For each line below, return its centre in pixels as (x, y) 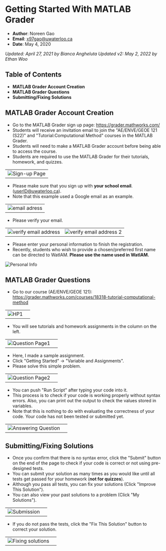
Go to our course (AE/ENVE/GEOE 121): (52, 292)
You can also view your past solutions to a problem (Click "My (76, 495)
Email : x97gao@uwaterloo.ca (42, 39)
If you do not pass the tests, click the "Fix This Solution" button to (80, 524)
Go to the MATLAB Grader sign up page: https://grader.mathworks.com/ (86, 125)
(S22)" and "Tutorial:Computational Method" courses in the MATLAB (83, 135)
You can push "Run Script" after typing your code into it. (70, 390)
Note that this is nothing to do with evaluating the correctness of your (83, 411)
